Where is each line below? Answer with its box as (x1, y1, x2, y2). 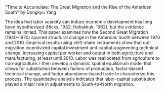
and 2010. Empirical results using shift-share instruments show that (5, 40, 142, 46)
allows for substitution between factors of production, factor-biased (5, 66, 143, 71)
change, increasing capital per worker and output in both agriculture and (5, 50, 153, 56)
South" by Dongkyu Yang (5, 9, 57, 15)
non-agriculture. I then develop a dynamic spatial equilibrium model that (5, 61, 152, 66)
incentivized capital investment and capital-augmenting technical (25, 45, 158, 50)
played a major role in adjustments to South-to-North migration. (5, 81, 135, 87)
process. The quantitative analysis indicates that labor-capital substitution (5, 76, 156, 82)
